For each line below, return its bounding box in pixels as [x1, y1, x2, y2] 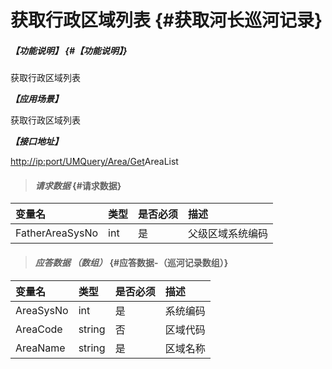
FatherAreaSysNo [15, 226, 99, 240]
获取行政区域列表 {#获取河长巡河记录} [10, 9, 323, 32]
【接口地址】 [10, 136, 63, 148]
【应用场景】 [10, 93, 63, 105]
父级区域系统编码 [188, 227, 269, 241]
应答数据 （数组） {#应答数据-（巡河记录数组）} [34, 256, 229, 268]
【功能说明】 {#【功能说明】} [10, 44, 128, 56]
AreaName [15, 341, 66, 355]
